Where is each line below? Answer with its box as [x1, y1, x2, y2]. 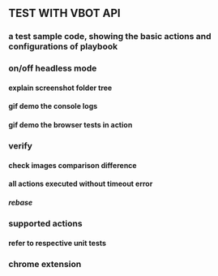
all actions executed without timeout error [8, 179, 153, 189]
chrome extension [8, 258, 82, 270]
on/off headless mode [8, 63, 97, 74]
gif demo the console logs [8, 101, 98, 111]
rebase [8, 197, 33, 207]
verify [8, 140, 32, 151]
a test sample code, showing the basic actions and [8, 31, 212, 42]
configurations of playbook [8, 41, 118, 52]
